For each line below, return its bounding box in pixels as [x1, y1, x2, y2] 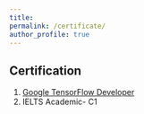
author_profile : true [9, 30, 90, 39]
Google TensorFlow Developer [21, 87, 135, 98]
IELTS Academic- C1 [21, 96, 97, 108]
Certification [9, 63, 82, 78]
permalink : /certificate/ [9, 22, 106, 31]
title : [9, 13, 34, 22]
